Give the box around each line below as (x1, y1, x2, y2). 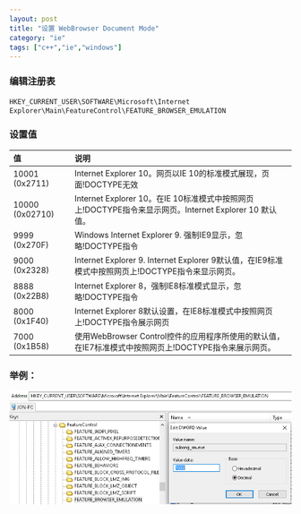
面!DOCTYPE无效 (74, 179, 139, 190)
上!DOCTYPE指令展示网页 (74, 316, 170, 327)
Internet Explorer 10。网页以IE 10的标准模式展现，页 (74, 167, 271, 178)
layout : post (9, 14, 58, 23)
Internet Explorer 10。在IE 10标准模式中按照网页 (74, 193, 254, 203)
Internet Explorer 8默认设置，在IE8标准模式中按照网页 (74, 305, 273, 316)
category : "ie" (9, 33, 66, 42)
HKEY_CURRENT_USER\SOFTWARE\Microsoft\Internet (9, 97, 191, 107)
